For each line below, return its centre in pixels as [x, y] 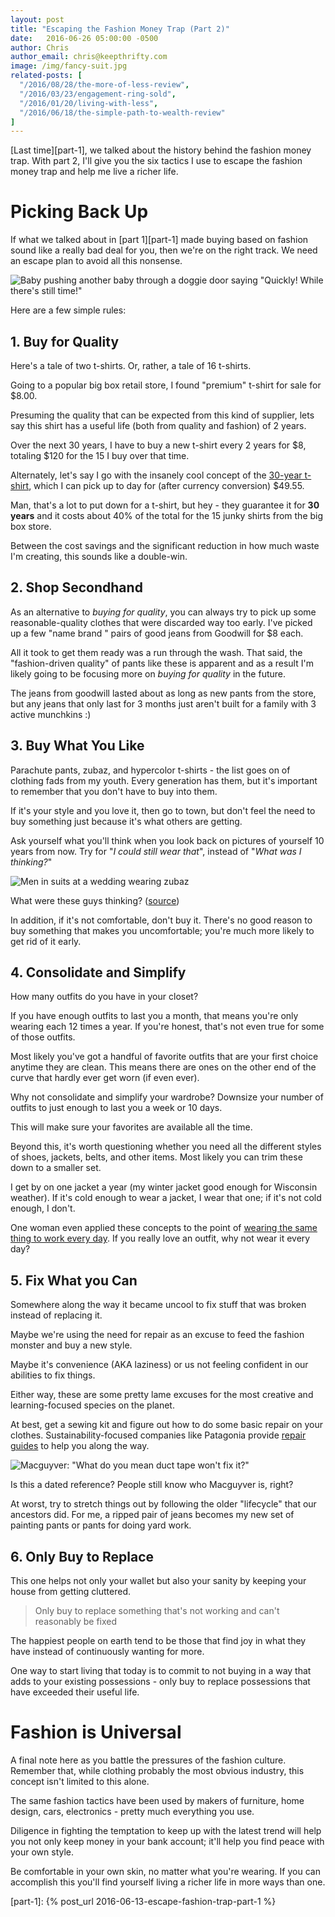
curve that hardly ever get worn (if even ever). [105, 1078]
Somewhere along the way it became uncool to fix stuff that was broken [158, 1305]
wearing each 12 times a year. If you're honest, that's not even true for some [167, 1027]
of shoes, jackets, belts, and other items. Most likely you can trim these [156, 1157]
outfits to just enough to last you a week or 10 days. [116, 1108]
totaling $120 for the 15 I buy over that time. [100, 455]
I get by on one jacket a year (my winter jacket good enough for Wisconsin [164, 1187]
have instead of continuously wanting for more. [107, 1652]
